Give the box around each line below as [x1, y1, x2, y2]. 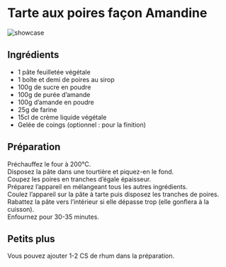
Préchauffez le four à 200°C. [7, 159, 91, 168]
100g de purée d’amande [17, 90, 91, 98]
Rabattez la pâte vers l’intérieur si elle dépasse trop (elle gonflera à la [7, 197, 209, 206]
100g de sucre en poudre [17, 83, 91, 91]
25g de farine [17, 105, 57, 114]
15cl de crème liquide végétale [17, 113, 107, 121]
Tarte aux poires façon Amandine [7, 5, 208, 21]
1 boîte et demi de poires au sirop [17, 75, 115, 84]
